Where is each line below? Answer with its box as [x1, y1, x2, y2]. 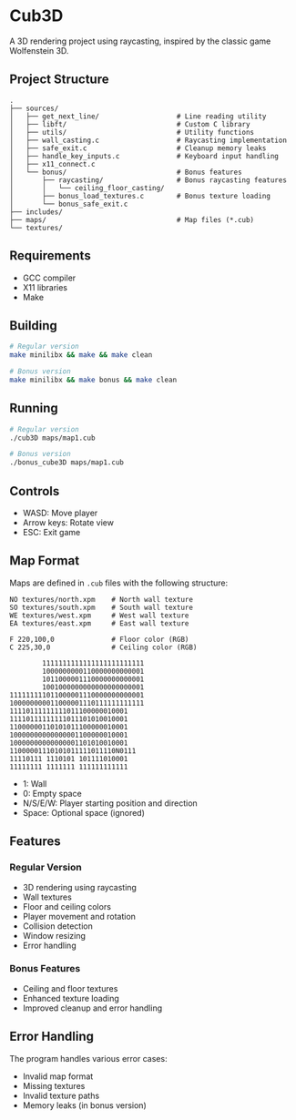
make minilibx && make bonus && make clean [9, 375, 178, 384]
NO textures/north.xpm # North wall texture [9, 595, 194, 604]
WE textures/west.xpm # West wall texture [9, 611, 189, 620]
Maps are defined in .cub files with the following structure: [9, 577, 229, 588]
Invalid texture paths [22, 1090, 100, 1101]
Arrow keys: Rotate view [22, 517, 114, 528]
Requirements [9, 248, 91, 264]
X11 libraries [22, 281, 68, 292]
